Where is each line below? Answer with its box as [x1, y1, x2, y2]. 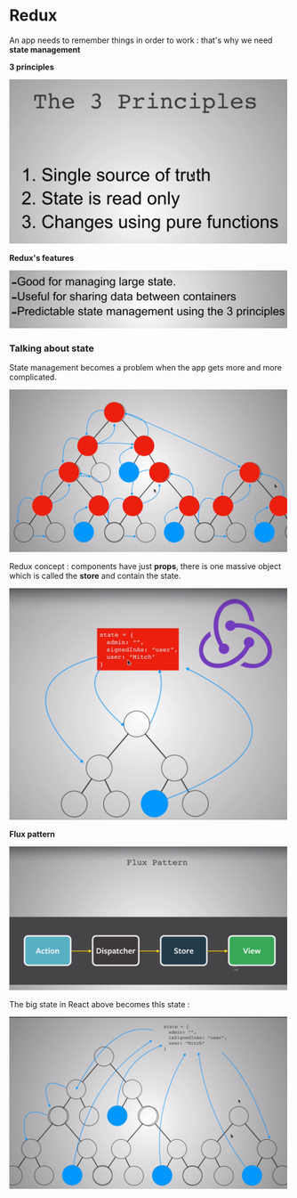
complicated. [9, 371, 58, 383]
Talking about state [9, 342, 95, 355]
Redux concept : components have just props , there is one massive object [9, 560, 282, 571]
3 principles [9, 61, 55, 72]
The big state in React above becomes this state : [9, 999, 190, 1010]
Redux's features [9, 252, 75, 263]
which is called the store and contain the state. [9, 570, 181, 581]
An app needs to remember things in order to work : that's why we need [9, 35, 273, 45]
